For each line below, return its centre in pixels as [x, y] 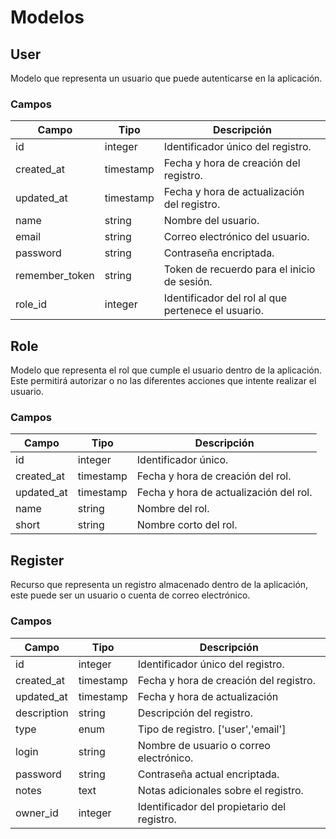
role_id [31, 304]
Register [37, 560]
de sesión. [188, 282]
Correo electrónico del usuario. [236, 237]
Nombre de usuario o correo [204, 745]
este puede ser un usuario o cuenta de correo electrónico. [130, 595]
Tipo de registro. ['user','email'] [212, 729]
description [42, 713]
